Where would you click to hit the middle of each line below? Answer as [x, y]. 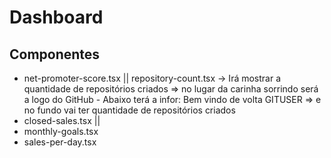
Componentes [55, 54]
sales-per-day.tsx [60, 142]
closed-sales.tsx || [62, 120]
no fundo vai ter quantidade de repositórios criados [129, 110]
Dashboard [56, 17]
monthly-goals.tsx [61, 131]
